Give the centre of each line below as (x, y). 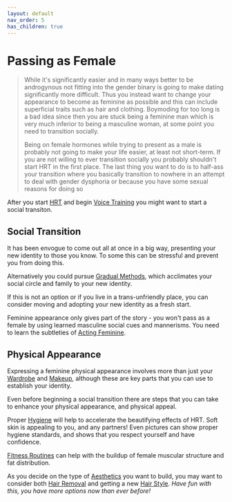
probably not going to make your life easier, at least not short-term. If (122, 152)
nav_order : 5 (26, 20)
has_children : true (35, 26)
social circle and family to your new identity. (70, 284)
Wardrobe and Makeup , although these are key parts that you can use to (110, 378)
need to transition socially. (61, 132)
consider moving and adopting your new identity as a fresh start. (99, 305)
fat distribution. (29, 463)
